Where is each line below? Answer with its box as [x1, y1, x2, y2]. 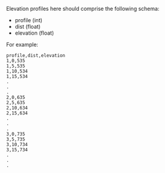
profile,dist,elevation [6, 53, 66, 59]
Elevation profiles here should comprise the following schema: [6, 5, 160, 12]
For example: [6, 41, 39, 48]
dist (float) [14, 23, 41, 30]
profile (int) [14, 17, 43, 23]
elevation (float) [14, 29, 54, 37]
